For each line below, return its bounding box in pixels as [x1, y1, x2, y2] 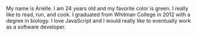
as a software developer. [6, 23, 66, 30]
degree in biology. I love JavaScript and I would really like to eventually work [6, 17, 191, 24]
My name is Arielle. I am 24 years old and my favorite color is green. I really [6, 5, 189, 12]
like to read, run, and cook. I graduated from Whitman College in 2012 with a [6, 11, 191, 18]
